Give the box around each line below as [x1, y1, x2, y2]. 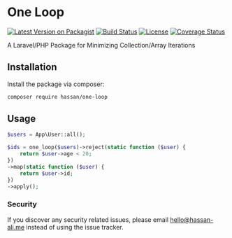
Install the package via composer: [7, 80, 105, 88]
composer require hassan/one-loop [7, 93, 108, 100]
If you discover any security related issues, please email [7, 215, 169, 224]
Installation [7, 61, 57, 73]
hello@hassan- [170, 215, 214, 224]
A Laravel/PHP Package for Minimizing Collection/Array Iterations [7, 41, 196, 49]
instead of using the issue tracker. [26, 223, 124, 231]
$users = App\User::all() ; [7, 131, 86, 139]
